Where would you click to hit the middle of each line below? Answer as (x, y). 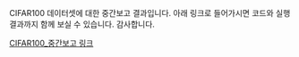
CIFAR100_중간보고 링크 (51, 43)
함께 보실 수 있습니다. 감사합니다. (97, 24)
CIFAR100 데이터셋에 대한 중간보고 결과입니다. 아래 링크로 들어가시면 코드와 (142, 13)
